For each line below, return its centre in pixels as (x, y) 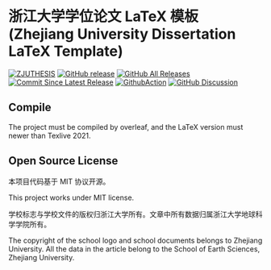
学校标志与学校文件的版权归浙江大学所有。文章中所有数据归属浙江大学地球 (132, 214)
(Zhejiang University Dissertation (122, 34)
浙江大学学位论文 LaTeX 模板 (104, 17)
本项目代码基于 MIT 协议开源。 (59, 181)
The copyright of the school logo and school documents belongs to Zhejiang (135, 240)
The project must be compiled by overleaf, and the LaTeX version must (126, 127)
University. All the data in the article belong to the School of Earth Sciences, (134, 249)
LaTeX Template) (66, 51)
